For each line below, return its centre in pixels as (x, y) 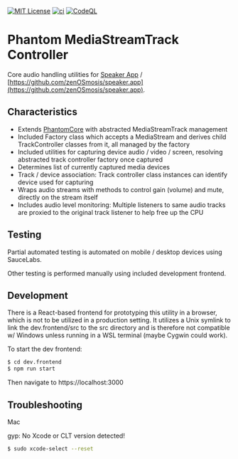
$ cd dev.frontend (34, 362)
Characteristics (43, 112)
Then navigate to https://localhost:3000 (66, 382)
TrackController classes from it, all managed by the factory (104, 144)
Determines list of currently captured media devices (94, 167)
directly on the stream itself (58, 197)
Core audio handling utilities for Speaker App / (75, 74)
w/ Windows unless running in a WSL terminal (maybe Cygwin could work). (118, 335)
